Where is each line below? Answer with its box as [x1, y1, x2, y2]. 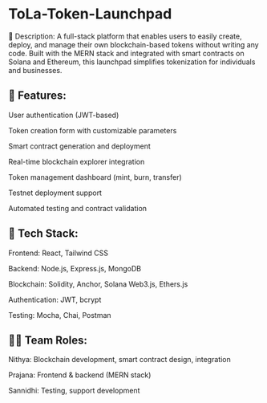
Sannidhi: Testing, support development [8, 386, 140, 396]
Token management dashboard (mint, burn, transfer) [8, 172, 182, 181]
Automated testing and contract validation [8, 203, 147, 213]
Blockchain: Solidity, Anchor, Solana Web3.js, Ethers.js [8, 279, 188, 289]
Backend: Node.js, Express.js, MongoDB [8, 263, 142, 273]
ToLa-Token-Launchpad [8, 5, 172, 23]
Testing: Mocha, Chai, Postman [8, 310, 111, 320]
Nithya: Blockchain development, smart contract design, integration [8, 355, 231, 364]
